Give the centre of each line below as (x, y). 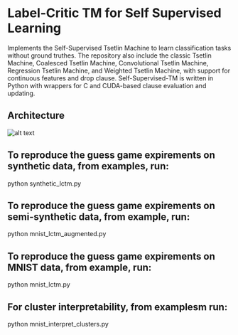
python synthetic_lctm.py (44, 184)
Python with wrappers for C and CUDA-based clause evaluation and (107, 85)
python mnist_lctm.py (39, 285)
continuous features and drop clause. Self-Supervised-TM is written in (110, 78)
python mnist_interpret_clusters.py (58, 324)
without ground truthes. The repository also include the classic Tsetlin (109, 55)
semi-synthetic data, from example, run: (99, 217)
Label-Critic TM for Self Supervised (114, 13)
